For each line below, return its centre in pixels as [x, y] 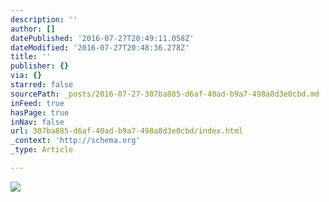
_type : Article [42, 150]
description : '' [44, 19]
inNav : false [37, 122]
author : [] [33, 29]
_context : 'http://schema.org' [75, 141]
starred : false [42, 85]
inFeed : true [37, 103]
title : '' [31, 57]
